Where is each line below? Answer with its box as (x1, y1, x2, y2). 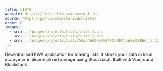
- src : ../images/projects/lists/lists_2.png (9, 34, 103, 39)
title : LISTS (5, 7, 32, 12)
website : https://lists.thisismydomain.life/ (5, 12, 98, 16)
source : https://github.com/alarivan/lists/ (5, 16, 97, 21)
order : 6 (5, 20, 23, 25)
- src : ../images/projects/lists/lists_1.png (9, 29, 103, 34)
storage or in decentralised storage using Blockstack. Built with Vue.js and (5, 56, 154, 62)
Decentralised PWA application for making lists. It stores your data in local (5, 51, 153, 57)
